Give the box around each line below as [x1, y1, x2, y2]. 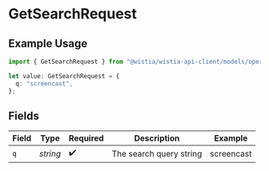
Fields [8, 109, 40, 122]
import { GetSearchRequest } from [8, 58, 124, 66]
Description [134, 133, 180, 144]
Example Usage [8, 37, 88, 50]
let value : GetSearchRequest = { [8, 72, 120, 80]
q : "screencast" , [15, 79, 74, 88]
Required [68, 133, 104, 144]
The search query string [111, 148, 203, 159]
